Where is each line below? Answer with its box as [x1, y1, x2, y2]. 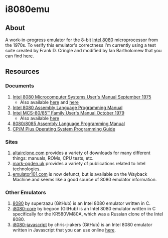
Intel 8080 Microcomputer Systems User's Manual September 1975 [12, 94, 151, 100]
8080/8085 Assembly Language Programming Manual [12, 121, 125, 127]
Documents [5, 82, 34, 89]
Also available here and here [20, 99, 79, 105]
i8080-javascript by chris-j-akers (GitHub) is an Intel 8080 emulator [12, 222, 152, 228]
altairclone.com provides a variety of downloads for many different [12, 150, 150, 156]
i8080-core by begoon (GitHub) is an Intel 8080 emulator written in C [12, 206, 156, 212]
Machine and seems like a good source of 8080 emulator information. [12, 176, 157, 182]
